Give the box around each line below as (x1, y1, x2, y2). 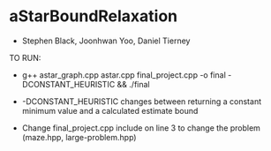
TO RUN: (9, 52, 41, 63)
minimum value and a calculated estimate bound (21, 105, 199, 116)
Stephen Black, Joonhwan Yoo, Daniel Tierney (21, 35, 191, 46)
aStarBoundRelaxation (9, 6, 178, 26)
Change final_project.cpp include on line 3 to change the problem (21, 122, 260, 133)
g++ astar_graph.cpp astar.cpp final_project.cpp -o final (21, 69, 227, 80)
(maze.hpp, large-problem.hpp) (21, 132, 137, 142)
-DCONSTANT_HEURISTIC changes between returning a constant (21, 95, 262, 107)
